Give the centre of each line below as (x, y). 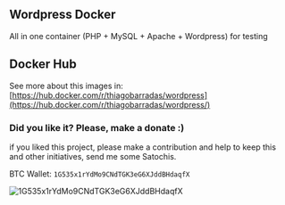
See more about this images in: (66, 86)
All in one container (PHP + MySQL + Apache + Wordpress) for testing (138, 36)
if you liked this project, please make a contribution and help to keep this (143, 147)
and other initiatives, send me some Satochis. (93, 156)
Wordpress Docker (63, 15)
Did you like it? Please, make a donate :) (97, 127)
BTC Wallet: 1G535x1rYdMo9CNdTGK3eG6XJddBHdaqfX (100, 174)
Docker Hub (43, 65)
